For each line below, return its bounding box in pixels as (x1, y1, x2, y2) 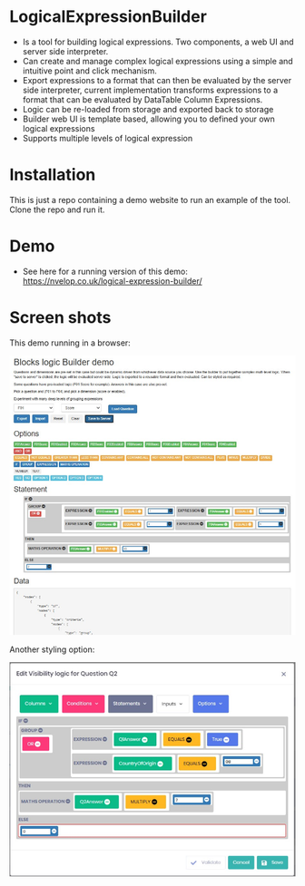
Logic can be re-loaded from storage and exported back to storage (22, 103, 274, 114)
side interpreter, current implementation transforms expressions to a (22, 84, 279, 95)
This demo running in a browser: (9, 337, 132, 348)
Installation (9, 165, 96, 185)
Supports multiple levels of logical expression (22, 132, 193, 143)
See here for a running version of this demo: (22, 266, 188, 277)
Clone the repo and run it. (9, 204, 105, 215)
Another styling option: (9, 644, 95, 655)
